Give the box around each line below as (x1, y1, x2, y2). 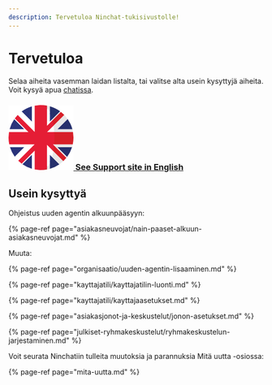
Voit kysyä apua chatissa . (8, 84, 94, 94)
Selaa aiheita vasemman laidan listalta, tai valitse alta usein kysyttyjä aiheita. (8, 76, 264, 85)
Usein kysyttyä (8, 187, 87, 201)
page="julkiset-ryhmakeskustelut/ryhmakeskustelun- (51, 327, 231, 337)
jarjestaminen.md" (8, 335, 70, 345)
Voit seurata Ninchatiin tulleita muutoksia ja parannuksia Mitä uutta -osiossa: (8, 352, 264, 361)
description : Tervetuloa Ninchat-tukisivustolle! (8, 13, 180, 21)
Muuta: (8, 249, 32, 258)
